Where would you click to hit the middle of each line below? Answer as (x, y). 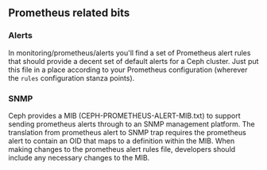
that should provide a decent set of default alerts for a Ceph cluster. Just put (133, 61)
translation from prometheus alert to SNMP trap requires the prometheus (127, 132)
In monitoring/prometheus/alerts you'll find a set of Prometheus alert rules (130, 53)
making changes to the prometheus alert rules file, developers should (122, 149)
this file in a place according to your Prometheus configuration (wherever (128, 70)
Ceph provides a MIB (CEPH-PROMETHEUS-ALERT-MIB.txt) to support (124, 115)
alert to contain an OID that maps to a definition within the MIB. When (122, 141)
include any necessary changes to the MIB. (79, 157)
